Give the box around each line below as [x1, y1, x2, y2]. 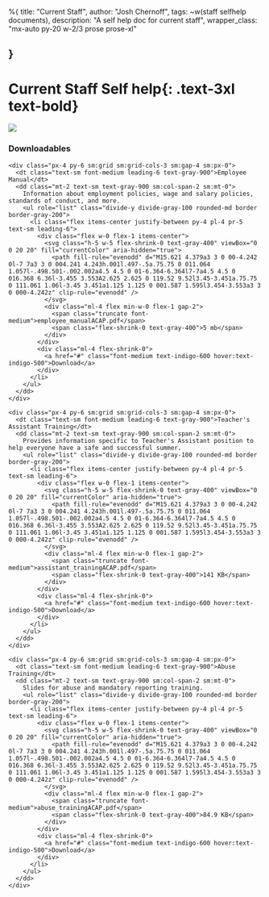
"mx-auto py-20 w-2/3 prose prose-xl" [8, 24, 137, 33]
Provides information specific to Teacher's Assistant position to [23, 436, 254, 444]
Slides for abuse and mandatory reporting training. [23, 683, 204, 692]
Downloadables [8, 143, 71, 154]
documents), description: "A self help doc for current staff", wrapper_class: [8, 15, 258, 25]
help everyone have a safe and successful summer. [8, 444, 182, 452]
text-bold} [8, 97, 79, 115]
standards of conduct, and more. [8, 197, 121, 205]
